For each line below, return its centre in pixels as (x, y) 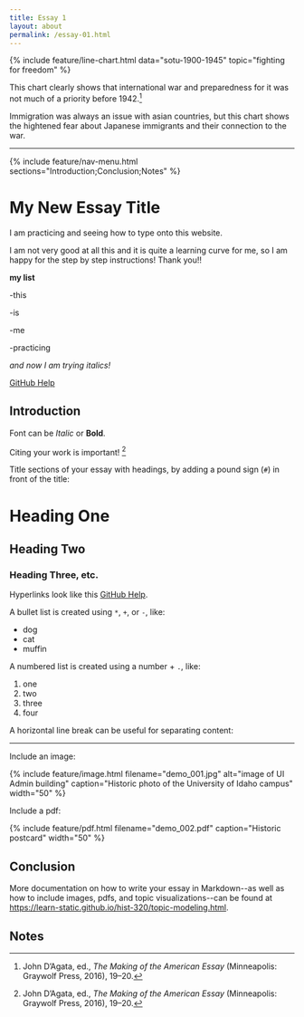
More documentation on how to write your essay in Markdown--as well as (147, 888)
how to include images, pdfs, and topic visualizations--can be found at (141, 898)
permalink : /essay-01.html (60, 34)
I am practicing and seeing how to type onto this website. (116, 233)
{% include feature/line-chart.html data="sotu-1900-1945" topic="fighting (147, 61)
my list (22, 277)
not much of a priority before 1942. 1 (76, 98)
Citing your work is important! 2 (68, 451)
